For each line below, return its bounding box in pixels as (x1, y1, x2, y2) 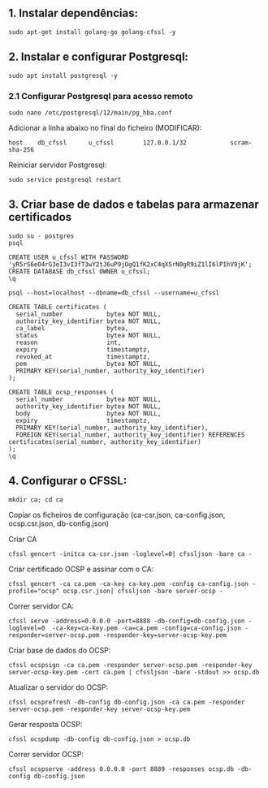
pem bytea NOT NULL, (15, 360, 162, 368)
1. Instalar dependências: (8, 6, 138, 20)
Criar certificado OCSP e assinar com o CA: (8, 564, 154, 574)
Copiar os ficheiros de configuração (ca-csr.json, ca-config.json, (8, 510, 226, 519)
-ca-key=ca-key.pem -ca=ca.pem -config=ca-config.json (51, 624, 242, 632)
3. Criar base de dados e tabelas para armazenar (8, 198, 260, 212)
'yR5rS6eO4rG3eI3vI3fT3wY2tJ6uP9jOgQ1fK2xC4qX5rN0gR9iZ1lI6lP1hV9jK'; (8, 260, 253, 269)
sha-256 (8, 145, 35, 153)
